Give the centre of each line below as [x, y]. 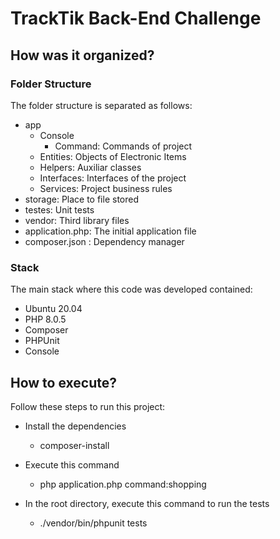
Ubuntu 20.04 [53, 309]
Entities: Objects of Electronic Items [113, 156]
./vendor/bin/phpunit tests [93, 523]
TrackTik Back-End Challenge [136, 18]
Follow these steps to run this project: [88, 406]
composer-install [74, 445]
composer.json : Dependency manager [104, 241]
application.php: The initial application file [110, 231]
